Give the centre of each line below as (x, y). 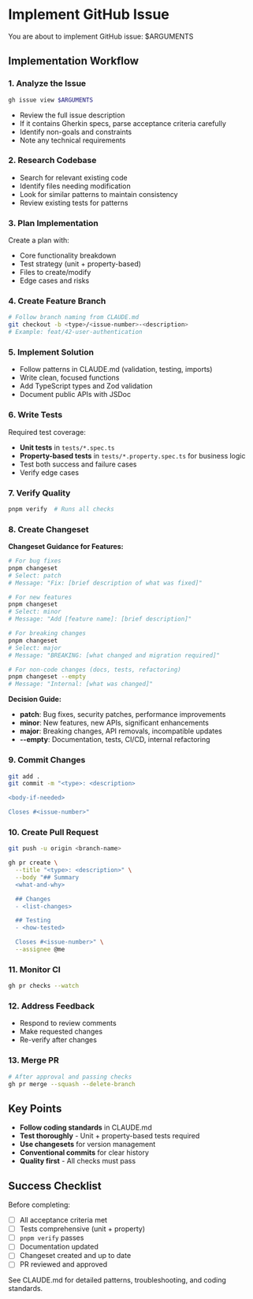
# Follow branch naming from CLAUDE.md (74, 317)
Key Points (35, 1108)
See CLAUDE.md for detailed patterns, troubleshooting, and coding (117, 1280)
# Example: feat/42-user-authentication (76, 332)
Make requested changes (61, 1032)
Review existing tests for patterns (74, 202)
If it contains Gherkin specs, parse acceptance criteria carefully (123, 123)
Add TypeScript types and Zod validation (86, 386)
